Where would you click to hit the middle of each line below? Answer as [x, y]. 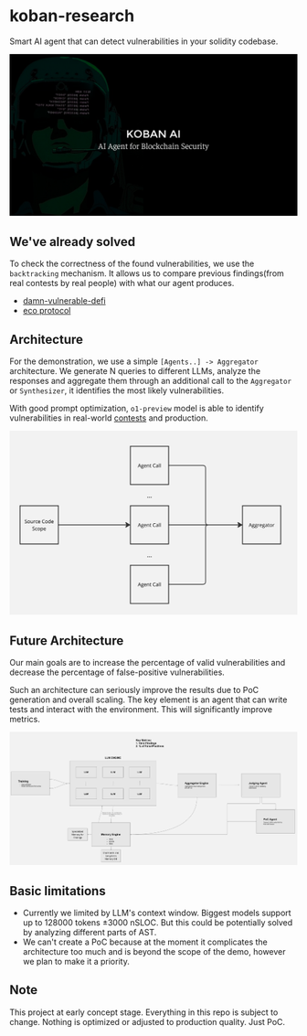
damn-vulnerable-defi [64, 301]
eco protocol [47, 311]
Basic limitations [58, 891]
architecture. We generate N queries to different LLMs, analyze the [135, 371]
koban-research [72, 16]
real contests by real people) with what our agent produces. [122, 283]
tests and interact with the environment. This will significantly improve [141, 710]
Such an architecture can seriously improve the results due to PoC [134, 690]
